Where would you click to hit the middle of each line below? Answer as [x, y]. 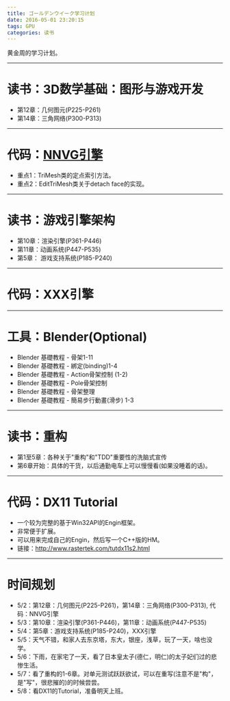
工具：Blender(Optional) [77, 337]
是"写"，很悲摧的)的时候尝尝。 [60, 682]
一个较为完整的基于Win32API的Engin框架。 [78, 522]
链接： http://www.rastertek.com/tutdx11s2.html [84, 548]
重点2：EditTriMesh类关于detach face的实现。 [82, 184]
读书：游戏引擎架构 [61, 221]
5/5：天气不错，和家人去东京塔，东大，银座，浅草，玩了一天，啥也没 [115, 639]
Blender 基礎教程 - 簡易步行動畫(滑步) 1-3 [75, 400]
